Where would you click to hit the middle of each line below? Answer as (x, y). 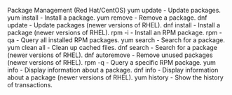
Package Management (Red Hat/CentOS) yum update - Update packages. (114, 10)
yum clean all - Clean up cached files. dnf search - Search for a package (112, 47)
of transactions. (30, 85)
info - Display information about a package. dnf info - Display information (113, 70)
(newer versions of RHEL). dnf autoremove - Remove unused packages (110, 55)
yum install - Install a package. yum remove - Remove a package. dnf (107, 18)
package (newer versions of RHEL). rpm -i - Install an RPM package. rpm (112, 32)
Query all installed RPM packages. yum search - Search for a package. (123, 40)
